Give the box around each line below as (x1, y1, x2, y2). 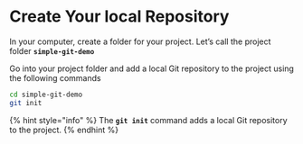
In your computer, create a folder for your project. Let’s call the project (9, 36, 271, 47)
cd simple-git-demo (9, 90, 83, 99)
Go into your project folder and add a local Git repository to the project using (9, 63, 294, 74)
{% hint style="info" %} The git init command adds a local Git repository (9, 114, 288, 125)
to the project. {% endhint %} (9, 124, 119, 135)
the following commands (9, 72, 101, 83)
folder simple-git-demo (9, 45, 95, 56)
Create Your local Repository (9, 6, 230, 27)
